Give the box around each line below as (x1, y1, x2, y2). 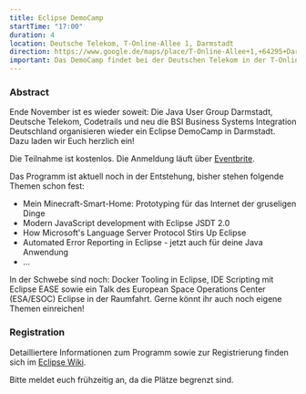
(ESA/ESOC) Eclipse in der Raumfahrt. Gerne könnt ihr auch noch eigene (9, 294, 282, 305)
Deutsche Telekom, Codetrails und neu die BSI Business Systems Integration (9, 116, 297, 128)
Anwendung (22, 247, 69, 258)
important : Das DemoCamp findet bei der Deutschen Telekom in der (9, 56, 267, 65)
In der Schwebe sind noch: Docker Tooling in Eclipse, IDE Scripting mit (9, 275, 274, 285)
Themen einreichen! (9, 303, 85, 315)
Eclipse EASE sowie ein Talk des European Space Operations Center (9, 284, 266, 295)
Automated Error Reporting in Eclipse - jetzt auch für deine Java (22, 237, 263, 248)
